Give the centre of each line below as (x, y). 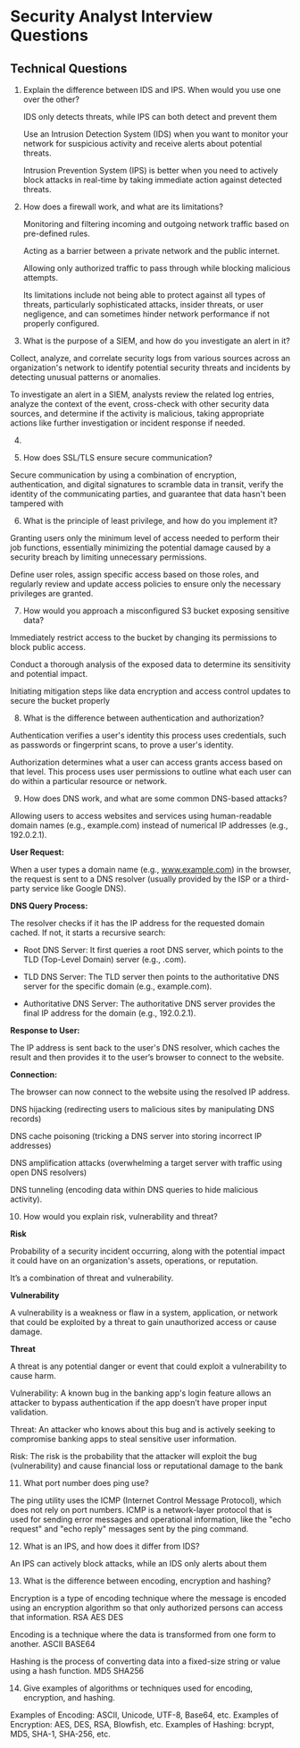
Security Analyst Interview (112, 17)
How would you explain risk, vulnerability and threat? (120, 1216)
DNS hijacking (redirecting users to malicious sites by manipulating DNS (142, 1109)
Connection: (33, 1074)
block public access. (48, 647)
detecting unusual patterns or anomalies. (86, 377)
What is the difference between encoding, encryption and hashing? (147, 1581)
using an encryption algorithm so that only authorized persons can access (147, 1608)
